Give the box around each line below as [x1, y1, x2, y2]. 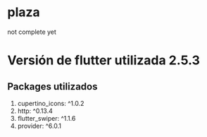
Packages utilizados [7, 81, 98, 93]
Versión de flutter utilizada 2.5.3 [7, 52, 201, 68]
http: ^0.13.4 [17, 107, 53, 115]
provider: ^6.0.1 [17, 121, 62, 130]
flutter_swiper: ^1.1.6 [17, 114, 76, 122]
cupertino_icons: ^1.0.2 [17, 99, 84, 107]
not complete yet [7, 28, 56, 36]
